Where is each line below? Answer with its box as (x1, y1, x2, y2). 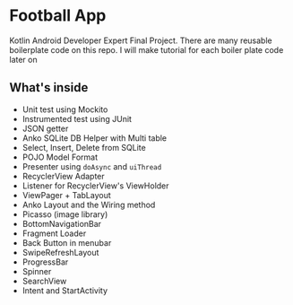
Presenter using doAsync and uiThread (22, 161, 162, 171)
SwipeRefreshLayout (22, 247, 99, 257)
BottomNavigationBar (22, 218, 101, 229)
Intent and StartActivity (22, 284, 108, 296)
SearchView (22, 275, 67, 286)
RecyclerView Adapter (22, 170, 105, 181)
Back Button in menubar (22, 237, 112, 248)
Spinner (22, 266, 52, 276)
